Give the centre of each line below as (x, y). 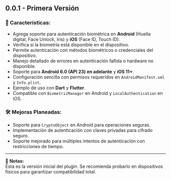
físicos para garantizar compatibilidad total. (51, 171)
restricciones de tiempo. (38, 146)
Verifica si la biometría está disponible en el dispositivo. (71, 45)
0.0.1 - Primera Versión (42, 8)
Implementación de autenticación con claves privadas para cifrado (82, 130)
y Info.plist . (27, 82)
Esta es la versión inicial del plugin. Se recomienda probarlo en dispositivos (84, 166)
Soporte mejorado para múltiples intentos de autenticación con (79, 141)
